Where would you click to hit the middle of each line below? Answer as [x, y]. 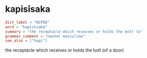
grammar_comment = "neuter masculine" [45, 36]
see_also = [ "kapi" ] [26, 41]
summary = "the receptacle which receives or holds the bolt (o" [74, 31]
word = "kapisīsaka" [26, 27]
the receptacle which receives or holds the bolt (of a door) [65, 50]
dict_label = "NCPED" [27, 22]
